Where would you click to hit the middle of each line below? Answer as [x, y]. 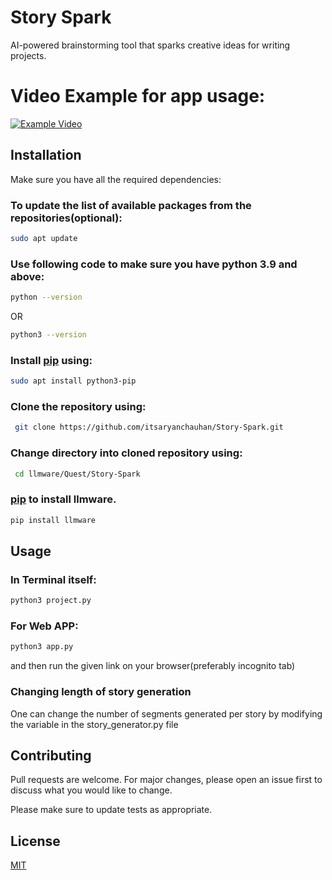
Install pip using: [51, 360]
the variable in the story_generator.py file [94, 724]
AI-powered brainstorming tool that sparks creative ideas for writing [150, 45]
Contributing [51, 756]
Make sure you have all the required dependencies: [116, 179]
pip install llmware [53, 520]
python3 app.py [42, 647]
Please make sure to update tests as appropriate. [111, 810]
